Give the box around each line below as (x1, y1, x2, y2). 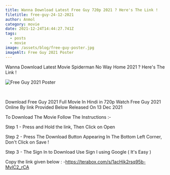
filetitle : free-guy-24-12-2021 (5, 12, 74, 17)
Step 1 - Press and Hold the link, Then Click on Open (5, 124, 116, 130)
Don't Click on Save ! (5, 139, 49, 145)
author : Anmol (5, 17, 36, 22)
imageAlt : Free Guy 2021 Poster (5, 50, 74, 55)
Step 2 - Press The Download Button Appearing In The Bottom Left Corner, (5, 133, 162, 139)
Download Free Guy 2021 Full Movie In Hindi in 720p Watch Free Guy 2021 (5, 98, 161, 104)
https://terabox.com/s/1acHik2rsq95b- (65, 158, 146, 165)
